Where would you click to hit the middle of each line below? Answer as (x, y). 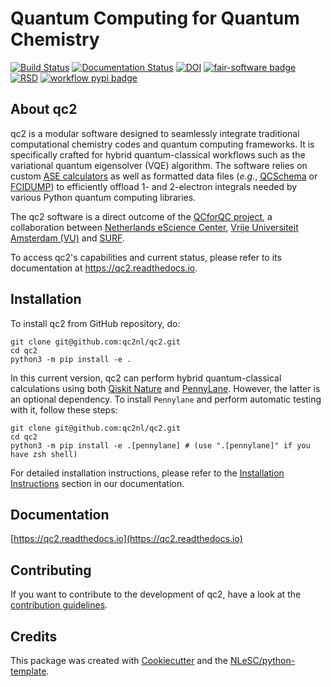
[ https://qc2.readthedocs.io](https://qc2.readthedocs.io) (126, 539)
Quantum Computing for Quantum (155, 18)
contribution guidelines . (59, 605)
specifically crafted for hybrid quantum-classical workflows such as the (158, 154)
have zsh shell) (44, 454)
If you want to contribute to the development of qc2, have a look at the (156, 594)
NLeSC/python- (262, 660)
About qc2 (44, 109)
